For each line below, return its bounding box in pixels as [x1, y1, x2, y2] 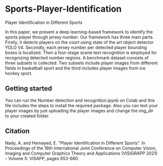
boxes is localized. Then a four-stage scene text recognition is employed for [5, 50, 157, 55]
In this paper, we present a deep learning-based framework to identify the [5, 29, 153, 35]
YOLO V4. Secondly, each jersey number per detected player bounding [5, 44, 147, 50]
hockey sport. [5, 70, 33, 76]
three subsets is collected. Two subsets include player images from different [5, 60, 158, 66]
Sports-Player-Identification [5, 3, 122, 15]
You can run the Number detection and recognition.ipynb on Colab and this [5, 97, 155, 103]
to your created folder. [5, 113, 50, 119]
